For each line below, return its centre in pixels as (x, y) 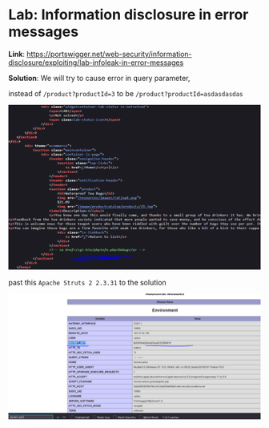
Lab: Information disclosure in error (128, 15)
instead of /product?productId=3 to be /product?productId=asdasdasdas (126, 93)
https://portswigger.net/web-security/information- (109, 54)
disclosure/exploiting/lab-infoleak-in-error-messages (96, 63)
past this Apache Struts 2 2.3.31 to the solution (87, 282)
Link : (17, 54)
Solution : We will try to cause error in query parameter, (99, 78)
